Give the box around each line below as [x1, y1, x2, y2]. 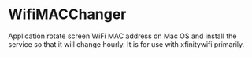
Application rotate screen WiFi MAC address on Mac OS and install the [8, 31, 237, 41]
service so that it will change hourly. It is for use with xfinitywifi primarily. [8, 39, 245, 48]
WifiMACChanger [8, 5, 127, 23]
